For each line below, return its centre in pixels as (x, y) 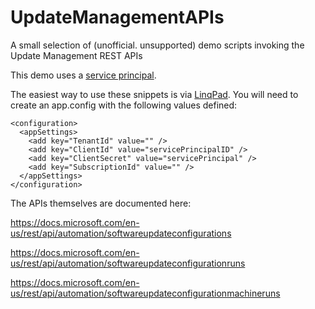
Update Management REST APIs (76, 55)
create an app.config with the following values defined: (124, 105)
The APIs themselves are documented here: (101, 203)
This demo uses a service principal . (83, 75)
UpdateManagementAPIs (117, 17)
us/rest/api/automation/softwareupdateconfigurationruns (128, 263)
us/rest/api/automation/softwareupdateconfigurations (121, 233)
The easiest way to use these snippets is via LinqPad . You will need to (154, 94)
